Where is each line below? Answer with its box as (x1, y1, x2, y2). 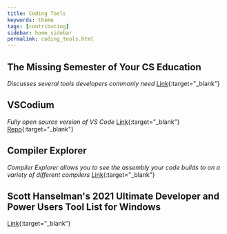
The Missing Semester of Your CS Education (7, 61, 201, 73)
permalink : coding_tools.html (7, 36, 95, 43)
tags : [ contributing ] (7, 23, 70, 30)
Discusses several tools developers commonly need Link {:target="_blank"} (7, 79, 220, 87)
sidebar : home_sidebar (7, 29, 72, 36)
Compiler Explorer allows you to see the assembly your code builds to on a (7, 163, 221, 171)
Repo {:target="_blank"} (7, 125, 74, 133)
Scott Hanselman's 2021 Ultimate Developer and (7, 190, 219, 202)
